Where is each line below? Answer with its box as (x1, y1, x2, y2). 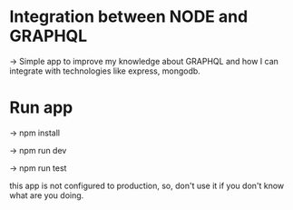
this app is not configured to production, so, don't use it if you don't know (9, 180, 285, 191)
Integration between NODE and (9, 6, 249, 27)
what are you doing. (9, 189, 84, 201)
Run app (9, 97, 73, 118)
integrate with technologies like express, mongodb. (9, 65, 201, 76)
